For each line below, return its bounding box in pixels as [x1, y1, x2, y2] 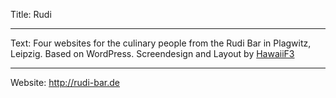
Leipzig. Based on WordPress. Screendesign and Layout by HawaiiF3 [10, 48, 295, 59]
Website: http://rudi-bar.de [10, 77, 121, 88]
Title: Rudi [10, 9, 52, 20]
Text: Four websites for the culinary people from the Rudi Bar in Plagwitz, [10, 37, 312, 49]
